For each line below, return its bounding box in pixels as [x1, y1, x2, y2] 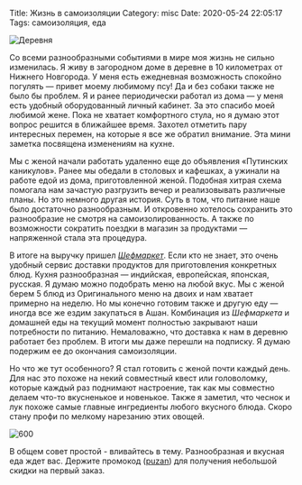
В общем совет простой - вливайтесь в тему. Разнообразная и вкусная [9, 446, 285, 456]
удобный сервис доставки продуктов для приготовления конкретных [9, 260, 278, 270]
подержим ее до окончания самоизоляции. [9, 346, 178, 356]
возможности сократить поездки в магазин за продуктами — [9, 223, 248, 233]
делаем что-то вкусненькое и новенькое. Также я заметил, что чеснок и [9, 392, 290, 402]
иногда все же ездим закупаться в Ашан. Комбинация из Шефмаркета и [9, 307, 290, 318]
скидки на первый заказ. [9, 465, 105, 476]
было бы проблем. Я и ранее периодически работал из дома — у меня [9, 90, 284, 101]
